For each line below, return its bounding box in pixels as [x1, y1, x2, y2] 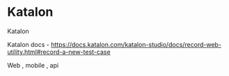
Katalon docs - [7, 40, 50, 48]
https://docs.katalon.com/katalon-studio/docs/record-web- [51, 40, 221, 48]
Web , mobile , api [7, 61, 59, 69]
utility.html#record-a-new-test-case [7, 48, 111, 56]
